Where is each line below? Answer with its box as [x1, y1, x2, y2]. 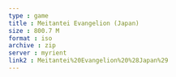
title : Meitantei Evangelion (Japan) [8, 19, 140, 27]
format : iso [8, 34, 53, 43]
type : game [8, 11, 49, 20]
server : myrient [8, 49, 67, 57]
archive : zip [8, 42, 57, 50]
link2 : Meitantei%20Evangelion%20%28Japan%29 [8, 57, 169, 65]
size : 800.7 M [8, 26, 60, 34]
